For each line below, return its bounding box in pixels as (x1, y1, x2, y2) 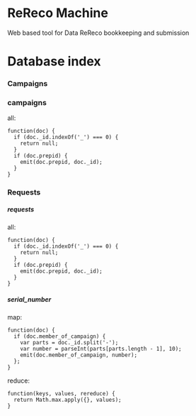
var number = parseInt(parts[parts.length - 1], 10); (20, 346, 182, 353)
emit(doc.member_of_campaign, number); (20, 351, 138, 359)
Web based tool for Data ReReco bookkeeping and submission (7, 28, 190, 37)
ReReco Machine (7, 5, 108, 21)
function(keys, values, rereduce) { (7, 390, 115, 398)
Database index (7, 53, 101, 70)
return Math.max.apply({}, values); (13, 396, 122, 404)
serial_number (7, 295, 52, 303)
